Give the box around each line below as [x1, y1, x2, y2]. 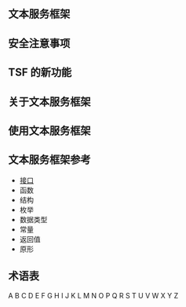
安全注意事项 [8, 36, 71, 49]
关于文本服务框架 [8, 95, 91, 108]
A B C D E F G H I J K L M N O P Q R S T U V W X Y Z [8, 291, 179, 300]
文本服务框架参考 [8, 153, 91, 166]
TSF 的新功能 [8, 66, 72, 79]
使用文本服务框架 [8, 124, 91, 137]
